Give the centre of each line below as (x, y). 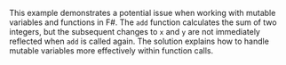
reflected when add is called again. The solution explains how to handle (139, 41)
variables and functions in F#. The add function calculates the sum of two (143, 22)
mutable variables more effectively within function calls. (111, 51)
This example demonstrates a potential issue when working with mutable (143, 13)
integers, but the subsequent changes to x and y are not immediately (135, 32)
